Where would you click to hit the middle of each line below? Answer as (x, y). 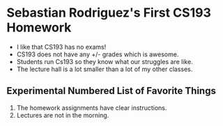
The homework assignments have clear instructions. (92, 108)
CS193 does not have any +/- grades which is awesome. (98, 54)
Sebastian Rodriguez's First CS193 (109, 13)
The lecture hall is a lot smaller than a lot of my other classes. (105, 69)
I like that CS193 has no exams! (61, 47)
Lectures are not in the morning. (63, 115)
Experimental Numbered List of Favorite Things (111, 91)
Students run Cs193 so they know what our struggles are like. (105, 61)
